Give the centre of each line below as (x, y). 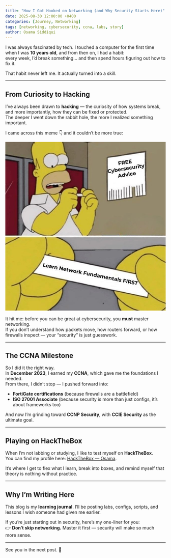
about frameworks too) (37, 405)
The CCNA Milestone (39, 356)
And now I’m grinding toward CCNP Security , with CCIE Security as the (81, 414)
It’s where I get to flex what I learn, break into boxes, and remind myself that (85, 468)
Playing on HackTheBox (44, 441)
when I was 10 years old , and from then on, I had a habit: (65, 53)
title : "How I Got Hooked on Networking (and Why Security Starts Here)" (85, 11)
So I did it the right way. (30, 368)
